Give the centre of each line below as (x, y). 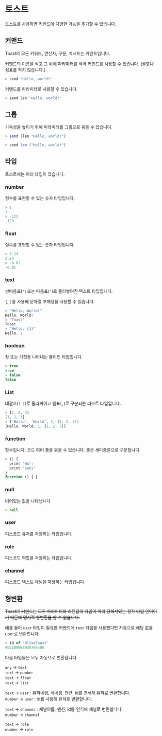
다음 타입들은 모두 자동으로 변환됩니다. (41, 657)
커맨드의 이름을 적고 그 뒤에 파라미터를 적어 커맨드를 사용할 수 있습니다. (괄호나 (80, 64)
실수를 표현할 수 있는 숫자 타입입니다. (40, 244)
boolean (15, 345)
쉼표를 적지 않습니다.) (25, 70)
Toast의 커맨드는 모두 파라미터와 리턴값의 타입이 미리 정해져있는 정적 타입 (75, 611)
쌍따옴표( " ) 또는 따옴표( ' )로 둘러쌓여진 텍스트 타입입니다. (59, 291)
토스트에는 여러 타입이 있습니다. (35, 174)
